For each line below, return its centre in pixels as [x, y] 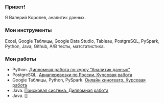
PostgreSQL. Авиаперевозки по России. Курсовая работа [72, 75]
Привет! [15, 7]
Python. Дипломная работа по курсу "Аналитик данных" [71, 69]
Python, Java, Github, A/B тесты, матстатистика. [55, 46]
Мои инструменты [29, 30]
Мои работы [21, 59]
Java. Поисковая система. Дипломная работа [60, 90]
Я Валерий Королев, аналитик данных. [46, 18]
